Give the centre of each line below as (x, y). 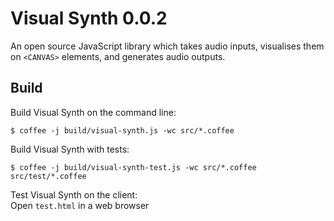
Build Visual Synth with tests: (70, 149)
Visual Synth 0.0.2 (89, 18)
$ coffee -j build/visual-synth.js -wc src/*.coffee (122, 130)
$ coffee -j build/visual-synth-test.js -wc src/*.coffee (133, 167)
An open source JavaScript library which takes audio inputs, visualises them (167, 46)
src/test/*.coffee (48, 176)
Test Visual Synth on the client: (74, 194)
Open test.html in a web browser (80, 205)
